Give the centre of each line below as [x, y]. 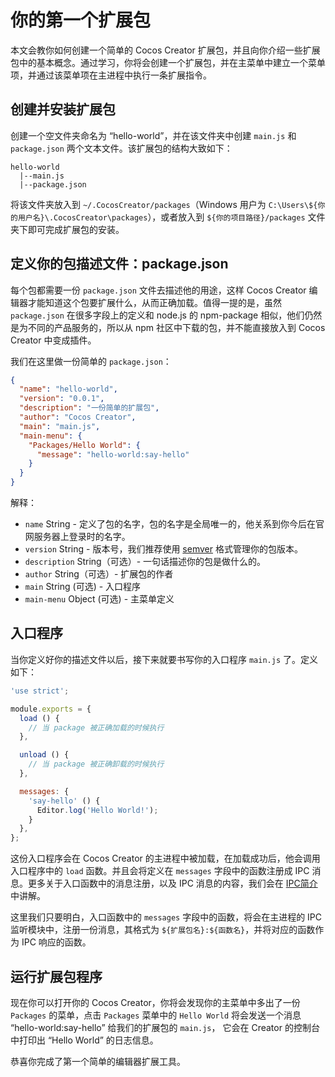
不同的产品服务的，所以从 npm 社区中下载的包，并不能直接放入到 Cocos [176, 327]
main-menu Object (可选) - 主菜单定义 [99, 599]
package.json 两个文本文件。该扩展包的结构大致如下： [121, 148]
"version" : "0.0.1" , [62, 399]
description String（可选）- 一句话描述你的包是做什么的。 [145, 562]
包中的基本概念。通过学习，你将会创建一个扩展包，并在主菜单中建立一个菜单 [168, 62]
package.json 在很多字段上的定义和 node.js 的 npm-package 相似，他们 [157, 315]
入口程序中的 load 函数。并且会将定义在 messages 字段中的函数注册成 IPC [160, 871]
